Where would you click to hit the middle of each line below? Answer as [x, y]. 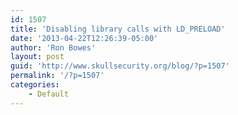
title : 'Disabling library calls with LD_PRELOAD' [118, 29]
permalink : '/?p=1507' [57, 76]
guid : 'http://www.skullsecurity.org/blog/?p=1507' [120, 66]
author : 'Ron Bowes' [53, 47]
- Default [49, 94]
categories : [35, 85]
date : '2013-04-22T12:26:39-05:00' [84, 38]
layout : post [37, 57]
